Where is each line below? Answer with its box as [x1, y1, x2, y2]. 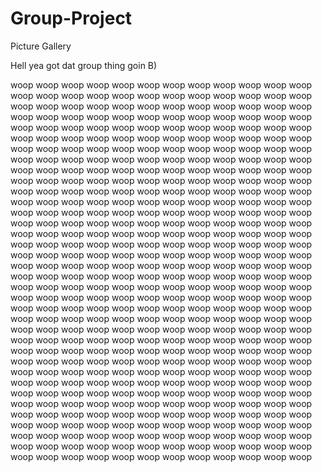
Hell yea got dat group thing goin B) [10, 59, 158, 71]
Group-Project [10, 7, 133, 30]
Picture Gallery [10, 40, 72, 52]
